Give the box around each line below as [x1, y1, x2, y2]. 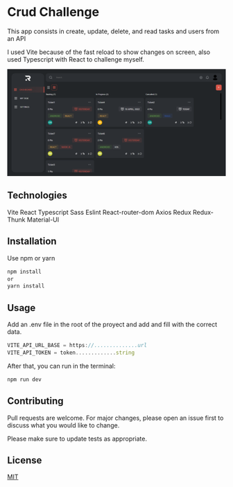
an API [7, 34, 26, 42]
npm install [7, 268, 42, 275]
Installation [7, 236, 57, 247]
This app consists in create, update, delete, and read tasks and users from [7, 27, 220, 35]
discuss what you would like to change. [7, 420, 120, 430]
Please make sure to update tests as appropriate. [7, 434, 148, 443]
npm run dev [7, 375, 42, 383]
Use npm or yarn [7, 254, 55, 262]
